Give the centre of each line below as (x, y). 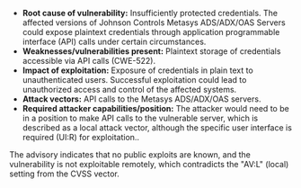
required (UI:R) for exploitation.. (81, 137)
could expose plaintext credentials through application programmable (151, 32)
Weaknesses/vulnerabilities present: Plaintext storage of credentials (151, 51)
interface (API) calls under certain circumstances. (114, 41)
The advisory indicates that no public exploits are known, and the (130, 155)
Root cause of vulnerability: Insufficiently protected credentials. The (150, 13)
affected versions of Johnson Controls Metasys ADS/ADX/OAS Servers (154, 22)
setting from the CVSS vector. (64, 174)
